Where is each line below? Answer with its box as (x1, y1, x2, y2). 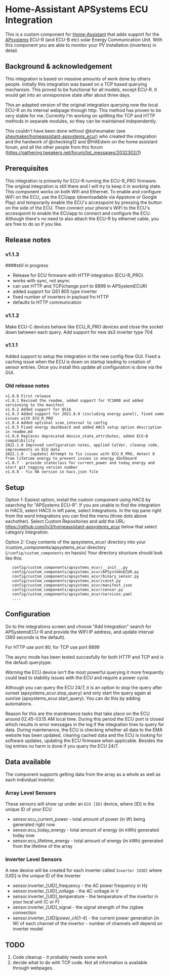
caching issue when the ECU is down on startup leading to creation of (5, 359, 151, 365)
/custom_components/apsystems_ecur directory (5, 544, 106, 550)
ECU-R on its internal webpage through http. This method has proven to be (5, 107, 161, 113)
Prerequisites (5, 164, 49, 173)
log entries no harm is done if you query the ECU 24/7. (5, 743, 119, 749)
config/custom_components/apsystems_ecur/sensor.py (12, 587, 123, 592)
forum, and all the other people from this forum (5, 144, 103, 150)
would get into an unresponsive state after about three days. (5, 92, 131, 98)
